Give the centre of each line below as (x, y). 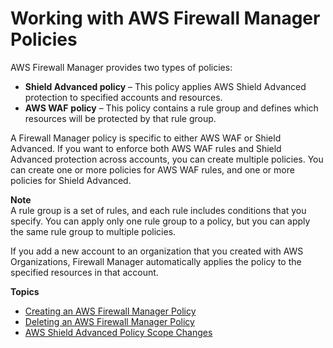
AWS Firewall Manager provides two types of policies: (121, 67)
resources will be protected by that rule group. (120, 118)
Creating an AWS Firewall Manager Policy (110, 311)
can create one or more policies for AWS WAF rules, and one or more (152, 169)
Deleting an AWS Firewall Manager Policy (109, 321)
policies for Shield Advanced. (71, 180)
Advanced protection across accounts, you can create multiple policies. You (167, 159)
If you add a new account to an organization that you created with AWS (157, 251)
